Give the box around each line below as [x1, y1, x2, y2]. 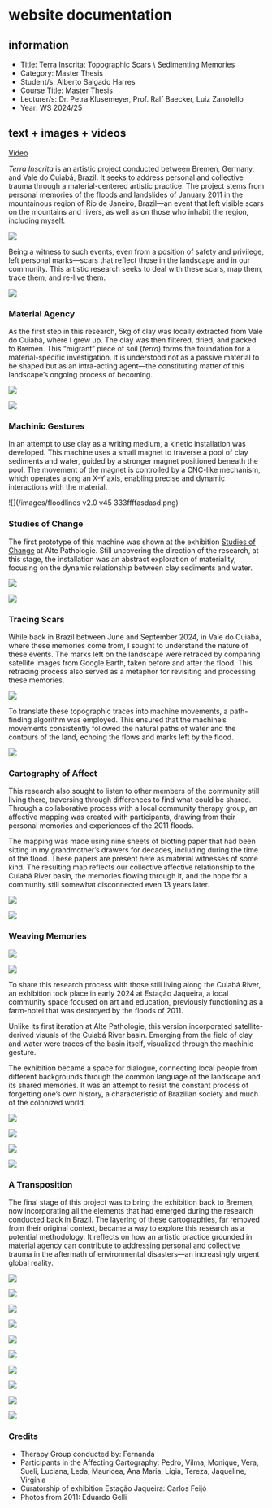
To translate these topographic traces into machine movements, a [8, 706, 228, 716]
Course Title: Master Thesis [19, 85, 114, 95]
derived [8, 1030, 34, 1039]
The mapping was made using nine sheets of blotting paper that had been [8, 836, 256, 847]
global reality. [8, 1257, 54, 1267]
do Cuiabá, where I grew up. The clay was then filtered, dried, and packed [8, 335, 257, 345]
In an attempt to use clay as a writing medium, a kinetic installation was [8, 439, 246, 449]
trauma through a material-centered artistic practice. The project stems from [8, 181, 265, 190]
